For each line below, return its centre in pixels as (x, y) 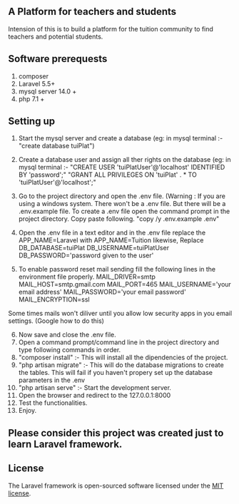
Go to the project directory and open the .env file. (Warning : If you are (122, 196)
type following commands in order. (70, 350)
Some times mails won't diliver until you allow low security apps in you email (120, 314)
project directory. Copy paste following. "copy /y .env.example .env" (119, 219)
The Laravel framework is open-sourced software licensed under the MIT (116, 485)
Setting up (32, 122)
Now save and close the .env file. (67, 335)
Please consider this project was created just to (116, 433)
